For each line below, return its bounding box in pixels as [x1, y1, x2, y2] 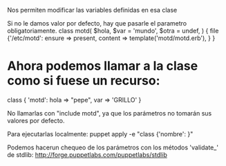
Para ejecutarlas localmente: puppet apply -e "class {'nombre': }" [7, 129, 194, 138]
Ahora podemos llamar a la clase [7, 58, 198, 74]
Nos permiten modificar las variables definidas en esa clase [7, 6, 178, 14]
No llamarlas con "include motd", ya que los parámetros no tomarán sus [7, 109, 212, 117]
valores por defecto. [7, 116, 65, 124]
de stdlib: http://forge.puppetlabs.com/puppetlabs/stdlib [7, 150, 167, 158]
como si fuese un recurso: [7, 73, 160, 89]
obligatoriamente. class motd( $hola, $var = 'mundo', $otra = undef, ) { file [7, 27, 219, 35]
